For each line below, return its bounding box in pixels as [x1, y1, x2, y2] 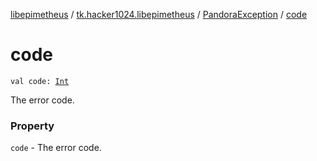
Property [10, 119, 55, 133]
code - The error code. [10, 142, 102, 154]
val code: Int [10, 76, 70, 86]
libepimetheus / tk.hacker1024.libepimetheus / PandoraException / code [10, 9, 308, 20]
